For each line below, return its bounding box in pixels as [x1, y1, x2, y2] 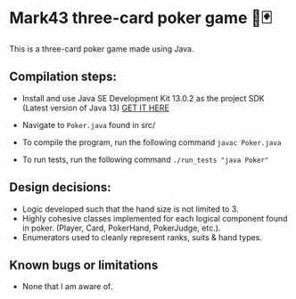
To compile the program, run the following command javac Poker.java [21, 136, 282, 148]
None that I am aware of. [21, 281, 113, 292]
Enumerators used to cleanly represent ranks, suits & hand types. [21, 231, 263, 242]
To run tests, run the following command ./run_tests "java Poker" [21, 154, 269, 165]
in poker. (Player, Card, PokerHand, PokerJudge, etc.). [21, 222, 221, 233]
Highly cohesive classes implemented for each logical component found [21, 213, 288, 223]
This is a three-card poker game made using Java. [9, 43, 194, 54]
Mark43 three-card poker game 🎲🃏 [9, 8, 272, 28]
